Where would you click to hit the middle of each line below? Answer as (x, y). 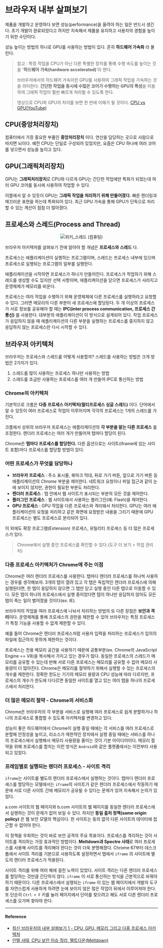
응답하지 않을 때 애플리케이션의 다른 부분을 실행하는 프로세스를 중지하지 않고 (82, 321)
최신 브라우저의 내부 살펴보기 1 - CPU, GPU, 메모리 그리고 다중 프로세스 (79, 928)
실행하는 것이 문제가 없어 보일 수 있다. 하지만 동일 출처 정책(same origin (78, 813)
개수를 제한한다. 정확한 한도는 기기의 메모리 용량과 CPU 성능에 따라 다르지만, (77, 674)
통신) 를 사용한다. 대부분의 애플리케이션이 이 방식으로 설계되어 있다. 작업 (73, 315)
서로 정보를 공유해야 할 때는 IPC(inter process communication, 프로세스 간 (82, 309)
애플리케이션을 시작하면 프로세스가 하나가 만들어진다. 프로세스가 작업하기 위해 (78, 274)
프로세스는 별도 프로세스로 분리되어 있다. (50, 518)
